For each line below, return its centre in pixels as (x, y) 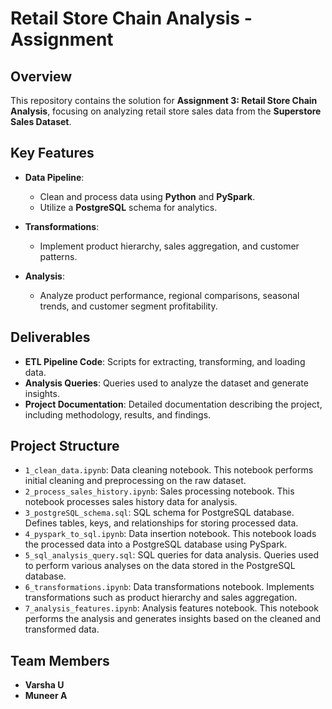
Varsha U (44, 685)
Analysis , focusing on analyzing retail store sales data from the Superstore (166, 111)
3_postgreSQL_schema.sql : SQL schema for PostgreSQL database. (159, 513)
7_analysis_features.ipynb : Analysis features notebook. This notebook (171, 608)
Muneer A (46, 696)
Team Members (60, 660)
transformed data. (62, 629)
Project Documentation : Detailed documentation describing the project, (173, 404)
